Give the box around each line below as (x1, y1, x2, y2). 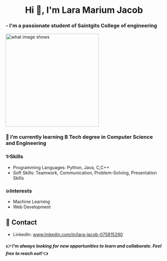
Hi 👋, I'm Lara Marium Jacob (25, 4, 143, 16)
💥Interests (5, 187, 32, 194)
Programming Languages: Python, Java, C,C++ (12, 164, 110, 170)
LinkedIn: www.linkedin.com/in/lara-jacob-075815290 (12, 231, 123, 237)
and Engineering (5, 140, 47, 147)
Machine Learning (12, 198, 50, 204)
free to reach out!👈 (5, 251, 48, 257)
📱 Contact (5, 218, 37, 227)
